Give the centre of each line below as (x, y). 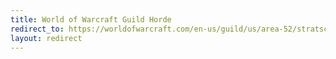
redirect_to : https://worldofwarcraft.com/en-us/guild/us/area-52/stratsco (171, 29)
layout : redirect (46, 38)
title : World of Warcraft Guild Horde (91, 19)
